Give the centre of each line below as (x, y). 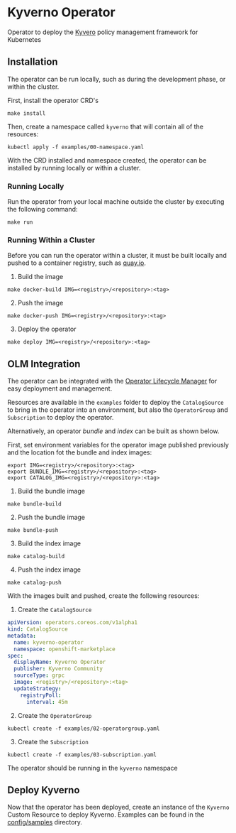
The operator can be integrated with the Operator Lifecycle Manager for (112, 381)
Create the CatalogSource (55, 610)
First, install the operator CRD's (53, 100)
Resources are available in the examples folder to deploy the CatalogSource (116, 403)
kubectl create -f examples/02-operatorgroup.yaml (84, 729)
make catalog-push (34, 583)
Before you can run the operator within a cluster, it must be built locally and (117, 256)
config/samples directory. (45, 822)
